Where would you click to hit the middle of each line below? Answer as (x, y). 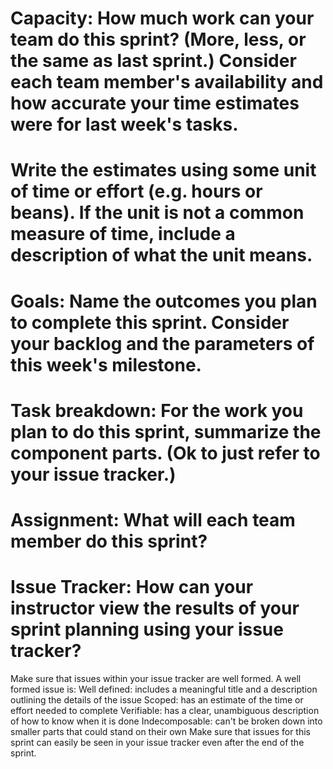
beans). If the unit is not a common (157, 213)
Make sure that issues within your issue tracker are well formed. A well (156, 678)
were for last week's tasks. (124, 124)
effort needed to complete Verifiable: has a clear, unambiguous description (165, 710)
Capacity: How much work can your (162, 18)
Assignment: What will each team (153, 519)
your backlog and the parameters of (162, 343)
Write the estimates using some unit (163, 170)
